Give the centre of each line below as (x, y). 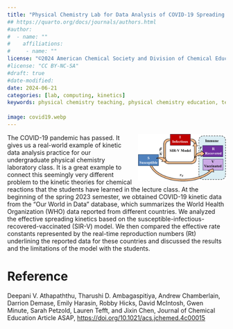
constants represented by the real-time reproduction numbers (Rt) (102, 233)
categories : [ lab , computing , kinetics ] (67, 95)
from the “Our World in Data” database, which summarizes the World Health (115, 204)
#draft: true (26, 73)
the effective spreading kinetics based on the (72, 219)
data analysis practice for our (49, 152)
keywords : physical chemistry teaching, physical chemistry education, (113, 103)
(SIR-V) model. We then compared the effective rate (146, 226)
